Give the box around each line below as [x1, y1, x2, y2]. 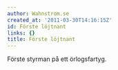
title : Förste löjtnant [7, 36, 76, 43]
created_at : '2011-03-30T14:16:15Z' [7, 17, 112, 24]
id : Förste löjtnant [7, 23, 67, 30]
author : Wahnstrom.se [7, 10, 70, 17]
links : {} [7, 29, 36, 37]
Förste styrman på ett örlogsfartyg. [7, 55, 107, 63]
